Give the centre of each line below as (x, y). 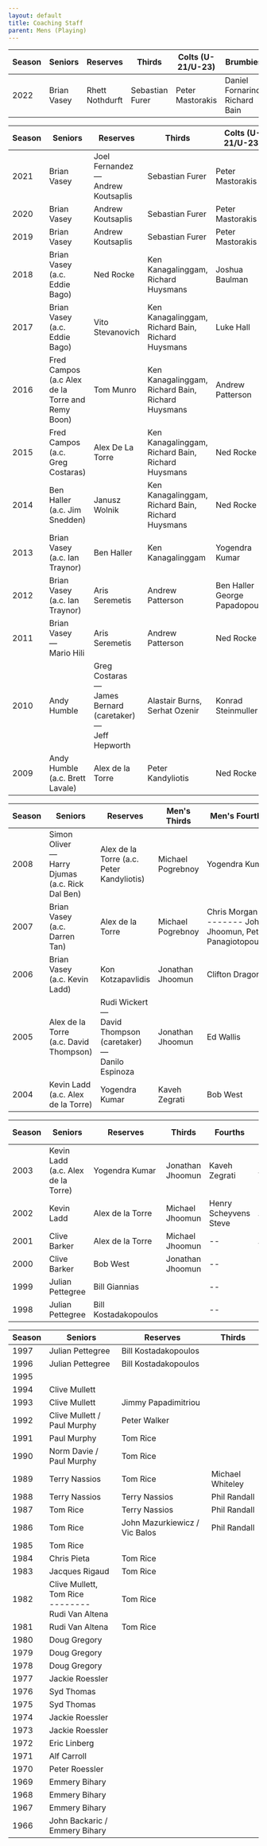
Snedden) (67, 520)
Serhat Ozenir (173, 710)
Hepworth (112, 745)
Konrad (229, 701)
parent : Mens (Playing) (48, 30)
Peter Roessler (76, 1769)
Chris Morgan (232, 912)
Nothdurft (104, 100)
